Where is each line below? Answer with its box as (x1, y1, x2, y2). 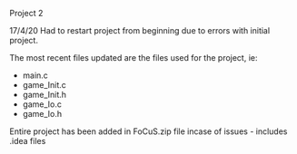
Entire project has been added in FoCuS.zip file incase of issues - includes (9, 126, 288, 137)
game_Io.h (22, 109, 62, 119)
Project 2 (9, 8, 44, 18)
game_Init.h (22, 90, 66, 100)
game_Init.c (22, 80, 66, 90)
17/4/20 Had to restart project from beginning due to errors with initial (9, 25, 271, 35)
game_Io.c (22, 99, 62, 110)
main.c (22, 70, 48, 81)
